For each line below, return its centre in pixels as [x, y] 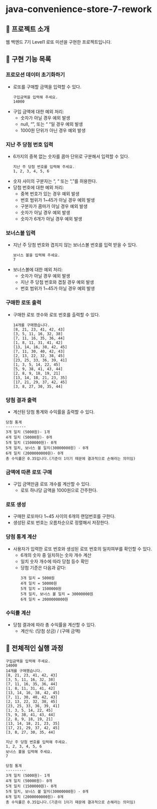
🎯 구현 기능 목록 [29, 59]
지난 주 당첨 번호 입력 [29, 144]
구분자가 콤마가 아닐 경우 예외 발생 [54, 206]
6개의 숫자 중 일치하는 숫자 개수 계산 [56, 555]
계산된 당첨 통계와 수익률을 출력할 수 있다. [54, 412]
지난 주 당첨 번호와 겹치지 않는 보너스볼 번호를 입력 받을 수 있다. [75, 245]
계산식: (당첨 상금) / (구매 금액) [50, 631]
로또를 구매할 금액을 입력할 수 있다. [47, 87]
